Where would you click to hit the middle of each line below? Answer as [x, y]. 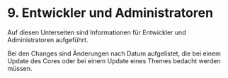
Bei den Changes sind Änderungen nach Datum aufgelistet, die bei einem [114, 53]
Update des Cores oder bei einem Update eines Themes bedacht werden [114, 60]
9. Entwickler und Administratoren [110, 13]
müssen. [20, 68]
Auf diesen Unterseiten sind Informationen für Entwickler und [97, 32]
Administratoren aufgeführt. [48, 39]
